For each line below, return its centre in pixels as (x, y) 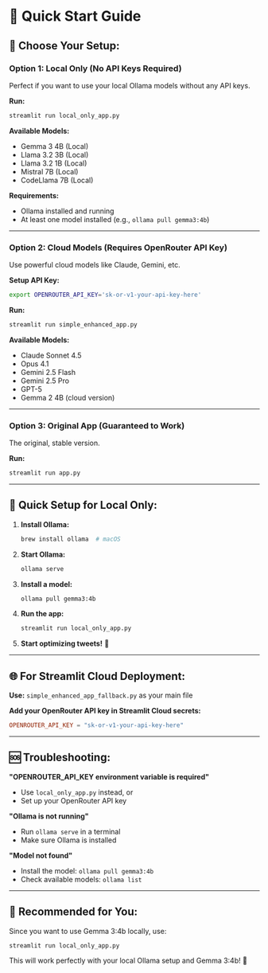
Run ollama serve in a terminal (70, 831)
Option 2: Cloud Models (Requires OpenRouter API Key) (118, 248)
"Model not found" (41, 855)
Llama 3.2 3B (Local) (54, 154)
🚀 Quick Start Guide (75, 16)
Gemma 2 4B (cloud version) (68, 397)
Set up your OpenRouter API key (74, 800)
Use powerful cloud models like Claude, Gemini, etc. (95, 265)
